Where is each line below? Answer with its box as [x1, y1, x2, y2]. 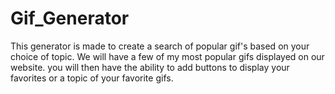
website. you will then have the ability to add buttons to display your [10, 61, 290, 73]
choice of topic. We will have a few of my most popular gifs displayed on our [10, 50, 325, 62]
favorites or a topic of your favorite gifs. [10, 72, 174, 84]
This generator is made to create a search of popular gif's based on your [10, 40, 310, 52]
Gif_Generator [10, 7, 130, 30]
